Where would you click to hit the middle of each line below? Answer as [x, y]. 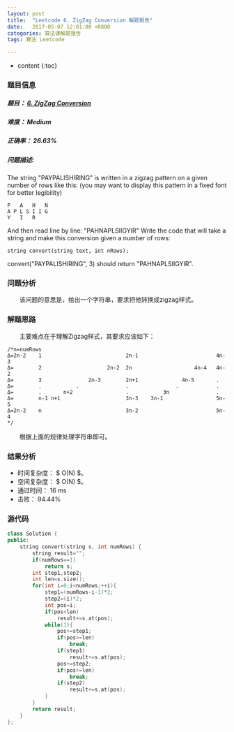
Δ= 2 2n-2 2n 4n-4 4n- [117, 367]
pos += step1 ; [74, 631]
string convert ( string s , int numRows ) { [80, 547]
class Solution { [32, 534]
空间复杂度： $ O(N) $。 [52, 482]
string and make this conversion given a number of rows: [89, 238]
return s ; [58, 566]
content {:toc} [37, 66]
